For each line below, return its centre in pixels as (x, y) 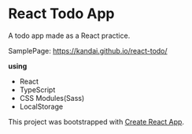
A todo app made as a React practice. (69, 35)
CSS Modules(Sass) (52, 98)
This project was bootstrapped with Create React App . (96, 121)
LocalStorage (41, 106)
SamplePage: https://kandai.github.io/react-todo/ (88, 50)
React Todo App (61, 14)
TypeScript (37, 89)
